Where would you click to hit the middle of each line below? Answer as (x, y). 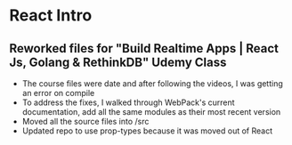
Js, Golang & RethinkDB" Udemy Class (118, 62)
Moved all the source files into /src (85, 121)
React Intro (51, 16)
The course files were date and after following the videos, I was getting (152, 84)
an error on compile (58, 93)
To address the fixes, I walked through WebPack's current (128, 102)
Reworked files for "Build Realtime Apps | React (144, 48)
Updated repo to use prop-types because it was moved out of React (147, 131)
